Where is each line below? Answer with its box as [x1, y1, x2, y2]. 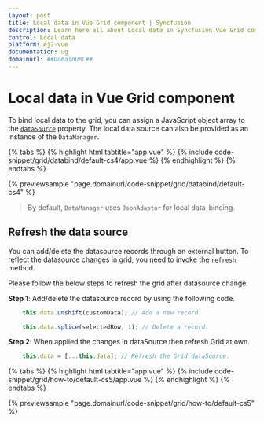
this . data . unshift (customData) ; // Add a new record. [22, 308, 202, 317]
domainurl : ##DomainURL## [8, 56, 93, 64]
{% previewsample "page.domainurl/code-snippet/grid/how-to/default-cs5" [8, 399, 255, 408]
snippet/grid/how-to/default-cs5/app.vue [8, 375, 142, 384]
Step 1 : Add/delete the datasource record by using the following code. [8, 293, 236, 303]
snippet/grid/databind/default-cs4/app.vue [8, 155, 148, 165]
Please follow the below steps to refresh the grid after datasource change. [8, 278, 249, 288]
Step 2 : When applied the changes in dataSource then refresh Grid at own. [8, 337, 250, 347]
